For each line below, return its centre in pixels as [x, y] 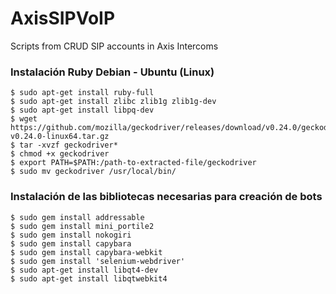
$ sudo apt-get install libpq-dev [82, 110]
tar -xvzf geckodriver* [68, 145]
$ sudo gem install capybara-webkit [86, 252]
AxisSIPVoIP [63, 18]
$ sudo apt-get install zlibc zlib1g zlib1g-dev [113, 102]
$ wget [24, 119]
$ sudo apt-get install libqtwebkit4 [89, 278]
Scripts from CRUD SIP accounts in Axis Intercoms [114, 46]
